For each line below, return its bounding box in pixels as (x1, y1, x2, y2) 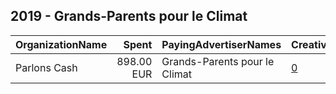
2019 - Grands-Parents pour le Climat (10, 8, 248, 25)
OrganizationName (15, 37, 108, 51)
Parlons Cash (15, 60, 78, 74)
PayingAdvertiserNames (161, 37, 282, 51)
